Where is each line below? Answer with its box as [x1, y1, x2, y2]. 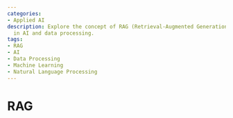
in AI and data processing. [13, 29, 95, 37]
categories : [7, 10, 42, 17]
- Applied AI [7, 17, 45, 24]
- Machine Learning [7, 62, 64, 69]
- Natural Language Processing [7, 68, 98, 75]
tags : [7, 36, 23, 43]
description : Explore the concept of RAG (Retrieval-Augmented [7, 23, 194, 30]
